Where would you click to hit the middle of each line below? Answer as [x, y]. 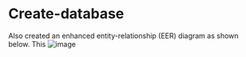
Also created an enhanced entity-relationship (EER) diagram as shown [123, 36]
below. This [27, 44]
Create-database [66, 14]
